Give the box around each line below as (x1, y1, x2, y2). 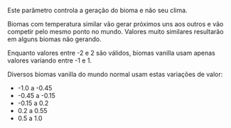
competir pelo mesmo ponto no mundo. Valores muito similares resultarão (7, 28, 224, 36)
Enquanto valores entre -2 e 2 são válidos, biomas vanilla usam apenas (7, 49, 215, 57)
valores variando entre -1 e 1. (7, 56, 92, 65)
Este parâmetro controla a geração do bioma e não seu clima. (7, 6, 188, 14)
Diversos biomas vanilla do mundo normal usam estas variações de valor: (7, 70, 223, 78)
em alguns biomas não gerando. (7, 35, 102, 43)
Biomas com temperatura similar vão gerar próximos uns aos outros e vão (7, 20, 224, 28)
